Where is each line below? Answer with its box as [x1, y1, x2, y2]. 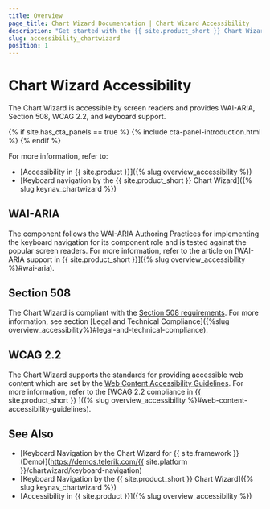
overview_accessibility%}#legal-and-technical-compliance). [8, 325, 209, 334]
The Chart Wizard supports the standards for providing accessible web [8, 370, 243, 379]
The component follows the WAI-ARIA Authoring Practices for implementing [8, 229, 260, 238]
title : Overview [8, 11, 63, 20]
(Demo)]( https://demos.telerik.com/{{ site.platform [19, 457, 188, 467]
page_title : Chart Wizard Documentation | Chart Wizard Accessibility [8, 19, 250, 27]
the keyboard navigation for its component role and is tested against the [8, 237, 247, 246]
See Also [8, 427, 54, 441]
